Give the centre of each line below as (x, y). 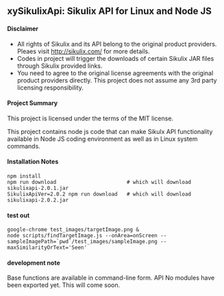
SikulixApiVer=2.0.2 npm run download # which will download (99, 194)
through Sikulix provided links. (60, 66)
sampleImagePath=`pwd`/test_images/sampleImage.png (82, 242)
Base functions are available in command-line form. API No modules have (111, 278)
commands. (24, 146)
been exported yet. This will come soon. (64, 285)
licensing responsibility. (50, 88)
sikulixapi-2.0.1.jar (38, 188)
